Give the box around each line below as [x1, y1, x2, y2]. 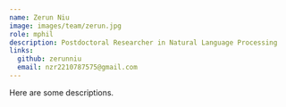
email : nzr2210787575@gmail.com [17, 63, 139, 72]
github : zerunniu [17, 54, 82, 63]
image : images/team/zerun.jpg [9, 21, 122, 30]
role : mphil [9, 29, 54, 38]
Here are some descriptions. [9, 86, 114, 98]
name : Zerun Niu [9, 12, 70, 22]
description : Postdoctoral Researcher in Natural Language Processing [9, 37, 278, 47]
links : [9, 46, 34, 55]
